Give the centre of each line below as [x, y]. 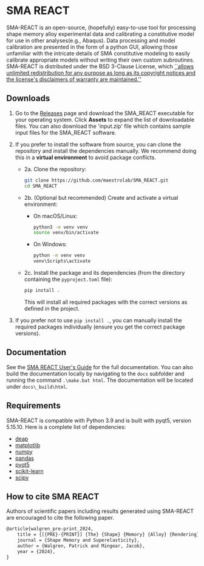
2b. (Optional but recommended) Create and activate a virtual [101, 197]
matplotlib [28, 445]
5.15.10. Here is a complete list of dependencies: [66, 426]
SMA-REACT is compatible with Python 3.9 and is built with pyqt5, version [99, 420]
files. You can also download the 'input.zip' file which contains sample [103, 126]
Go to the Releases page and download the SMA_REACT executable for [104, 113]
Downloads [28, 98]
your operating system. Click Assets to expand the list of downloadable [105, 119]
